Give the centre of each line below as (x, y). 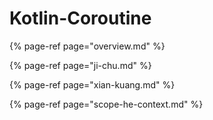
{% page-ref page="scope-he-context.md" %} (106, 104)
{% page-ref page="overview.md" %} (87, 46)
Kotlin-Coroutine (80, 18)
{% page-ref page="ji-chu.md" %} (80, 65)
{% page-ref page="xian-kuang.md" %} (92, 84)
